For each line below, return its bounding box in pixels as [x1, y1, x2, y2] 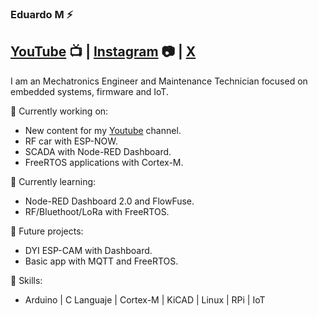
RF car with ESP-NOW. [24, 135, 118, 147]
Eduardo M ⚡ [10, 7, 74, 21]
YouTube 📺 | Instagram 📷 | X [10, 43, 197, 61]
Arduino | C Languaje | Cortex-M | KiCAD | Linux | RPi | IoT [24, 293, 266, 306]
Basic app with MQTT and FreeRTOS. [24, 255, 179, 267]
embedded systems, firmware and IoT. [10, 85, 169, 97]
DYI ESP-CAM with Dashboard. [24, 244, 153, 256]
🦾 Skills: [10, 274, 43, 286]
